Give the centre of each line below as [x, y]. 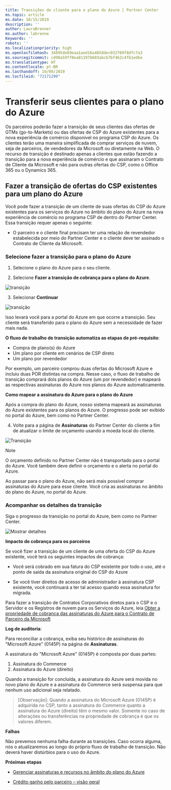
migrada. [22, 593]
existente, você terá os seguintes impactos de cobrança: [65, 557]
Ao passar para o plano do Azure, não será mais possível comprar [75, 481]
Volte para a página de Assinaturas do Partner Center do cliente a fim [87, 425]
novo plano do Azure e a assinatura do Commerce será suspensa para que [84, 685]
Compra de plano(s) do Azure [44, 348]
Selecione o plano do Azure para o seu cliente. [62, 267]
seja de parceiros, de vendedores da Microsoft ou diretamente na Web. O [82, 148]
